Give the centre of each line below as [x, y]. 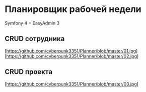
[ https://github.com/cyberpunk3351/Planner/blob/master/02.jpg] [72, 56]
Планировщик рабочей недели [73, 9]
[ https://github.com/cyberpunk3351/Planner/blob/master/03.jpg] [72, 84]
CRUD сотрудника [35, 39]
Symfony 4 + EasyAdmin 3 [32, 23]
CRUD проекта [29, 72]
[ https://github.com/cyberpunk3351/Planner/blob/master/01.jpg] [71, 50]
